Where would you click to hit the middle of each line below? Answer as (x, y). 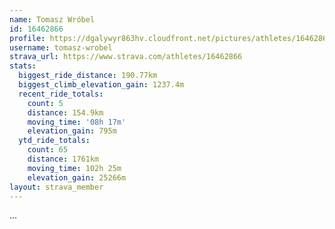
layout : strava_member (56, 187)
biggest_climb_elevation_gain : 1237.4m (101, 85)
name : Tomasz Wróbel (52, 19)
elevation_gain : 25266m (77, 177)
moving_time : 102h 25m (74, 168)
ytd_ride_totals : (54, 141)
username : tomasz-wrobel (61, 47)
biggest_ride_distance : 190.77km (88, 76)
